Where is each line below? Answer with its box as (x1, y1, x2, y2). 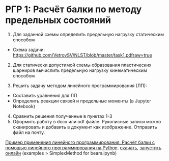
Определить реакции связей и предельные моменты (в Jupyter (12, 98, 151, 104)
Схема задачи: (12, 46, 45, 52)
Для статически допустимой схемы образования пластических (12, 62, 152, 68)
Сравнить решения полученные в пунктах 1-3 (12, 113, 112, 119)
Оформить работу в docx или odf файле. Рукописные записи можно (12, 118, 161, 124)
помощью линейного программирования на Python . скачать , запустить (5, 144, 162, 151)
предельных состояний (5, 14, 111, 26)
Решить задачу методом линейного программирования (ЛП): (12, 83, 147, 89)
